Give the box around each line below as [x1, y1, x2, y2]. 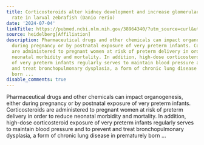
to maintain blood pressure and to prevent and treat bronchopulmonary [6, 126, 184, 133]
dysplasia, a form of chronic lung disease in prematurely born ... [6, 132, 166, 140]
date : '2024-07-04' [6, 20, 56, 26]
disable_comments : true [6, 76, 67, 83]
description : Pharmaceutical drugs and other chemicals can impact [6, 37, 181, 43]
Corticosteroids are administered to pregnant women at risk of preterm [6, 106, 183, 113]
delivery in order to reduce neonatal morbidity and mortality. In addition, [6, 113, 186, 120]
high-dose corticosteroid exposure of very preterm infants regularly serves [6, 119, 194, 126]
